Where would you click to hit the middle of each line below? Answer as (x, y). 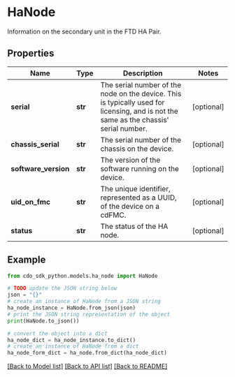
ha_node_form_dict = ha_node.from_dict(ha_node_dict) (87, 353)
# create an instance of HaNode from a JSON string (84, 302)
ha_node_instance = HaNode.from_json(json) (72, 308)
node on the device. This (141, 94)
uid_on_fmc (31, 202)
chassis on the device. (137, 149)
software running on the (140, 168)
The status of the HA (134, 226)
